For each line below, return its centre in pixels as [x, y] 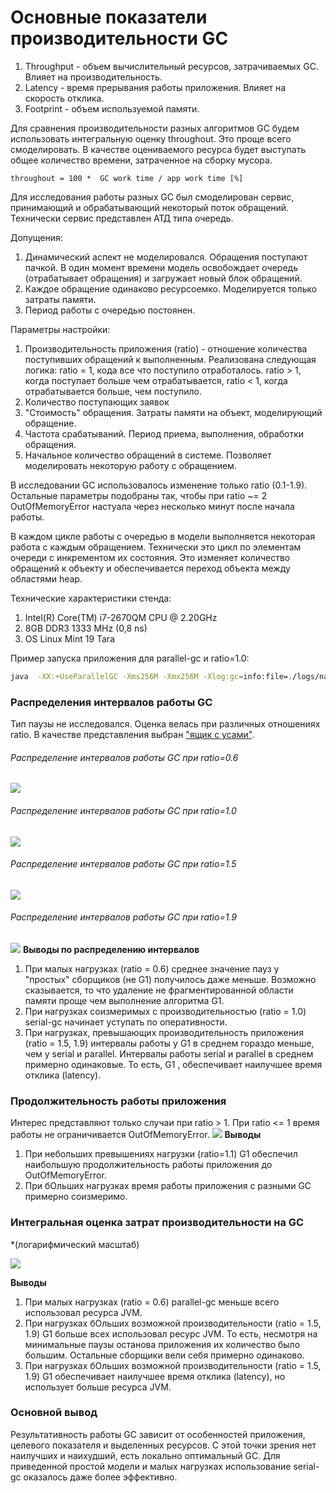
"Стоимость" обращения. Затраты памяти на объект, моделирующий [173, 412]
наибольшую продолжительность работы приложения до [148, 1165]
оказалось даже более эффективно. [100, 1477]
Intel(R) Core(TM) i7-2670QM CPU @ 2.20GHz [121, 617]
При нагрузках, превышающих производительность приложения [164, 1032]
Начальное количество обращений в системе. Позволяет [148, 455]
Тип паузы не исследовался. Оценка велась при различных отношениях [165, 724]
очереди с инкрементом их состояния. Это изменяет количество [150, 557]
